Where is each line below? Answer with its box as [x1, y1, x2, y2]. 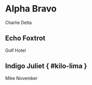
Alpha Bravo [5, 3, 57, 14]
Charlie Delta [5, 19, 32, 25]
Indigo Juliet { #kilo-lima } [5, 62, 88, 70]
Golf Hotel [5, 47, 26, 53]
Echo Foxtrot [5, 34, 46, 42]
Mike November [5, 75, 38, 81]
